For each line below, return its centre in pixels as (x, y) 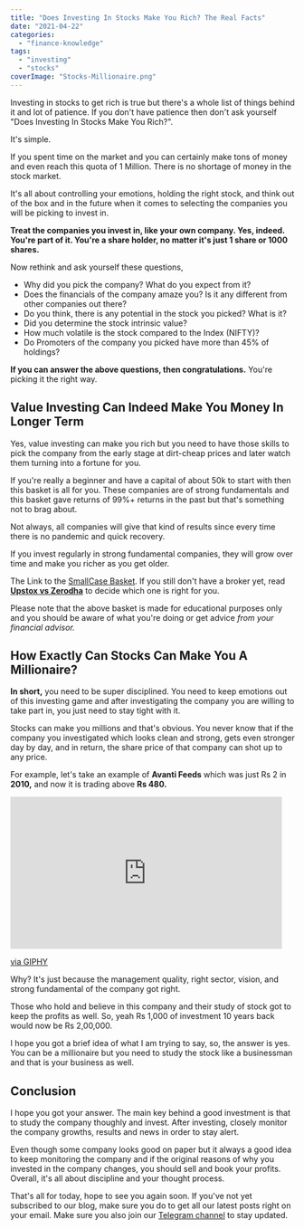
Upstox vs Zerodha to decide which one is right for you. (115, 590)
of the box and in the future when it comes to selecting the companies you (149, 203)
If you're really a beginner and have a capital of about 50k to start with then (151, 480)
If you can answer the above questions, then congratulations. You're (142, 369)
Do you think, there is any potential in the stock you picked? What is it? (155, 313)
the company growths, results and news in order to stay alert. (125, 1132)
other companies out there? (75, 303)
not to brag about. (44, 509)
